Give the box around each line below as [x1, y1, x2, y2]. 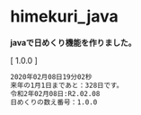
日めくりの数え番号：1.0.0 [10, 97, 98, 107]
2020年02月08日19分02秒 [10, 72, 93, 82]
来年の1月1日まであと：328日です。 [10, 81, 124, 90]
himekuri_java [10, 6, 119, 27]
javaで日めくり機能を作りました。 [10, 37, 137, 48]
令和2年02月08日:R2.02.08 [10, 89, 101, 98]
